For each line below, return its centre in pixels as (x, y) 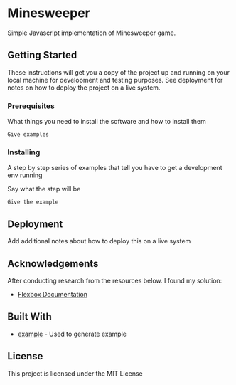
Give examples (28, 135)
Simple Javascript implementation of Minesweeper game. (92, 33)
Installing (24, 152)
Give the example (33, 202)
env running (25, 175)
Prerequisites (31, 106)
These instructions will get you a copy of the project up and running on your (118, 72)
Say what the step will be (44, 189)
